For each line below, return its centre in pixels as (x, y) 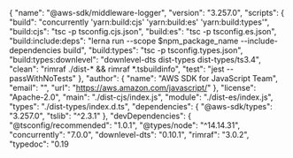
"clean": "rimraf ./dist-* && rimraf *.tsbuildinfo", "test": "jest (117, 69)
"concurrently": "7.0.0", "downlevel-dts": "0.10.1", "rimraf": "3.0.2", (129, 135)
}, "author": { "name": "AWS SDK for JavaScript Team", (178, 78)
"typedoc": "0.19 (39, 144)
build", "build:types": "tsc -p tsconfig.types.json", (153, 50)
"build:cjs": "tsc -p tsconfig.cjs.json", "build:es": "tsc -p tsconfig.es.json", (143, 31)
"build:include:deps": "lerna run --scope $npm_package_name (124, 41)
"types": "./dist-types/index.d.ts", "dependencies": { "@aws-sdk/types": (141, 106)
